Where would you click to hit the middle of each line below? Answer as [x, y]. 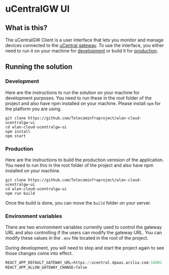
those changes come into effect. [39, 254]
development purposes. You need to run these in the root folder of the [79, 98]
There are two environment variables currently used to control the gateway [84, 227]
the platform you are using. [33, 109]
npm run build [20, 193]
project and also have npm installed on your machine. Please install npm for [83, 103]
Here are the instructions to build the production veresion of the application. [84, 160]
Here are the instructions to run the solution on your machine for [73, 92]
